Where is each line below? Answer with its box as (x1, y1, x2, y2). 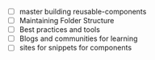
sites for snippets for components (19, 43, 132, 53)
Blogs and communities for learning (19, 34, 138, 43)
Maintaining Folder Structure (19, 16, 115, 26)
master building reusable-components (19, 7, 147, 16)
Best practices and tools (19, 25, 100, 34)
